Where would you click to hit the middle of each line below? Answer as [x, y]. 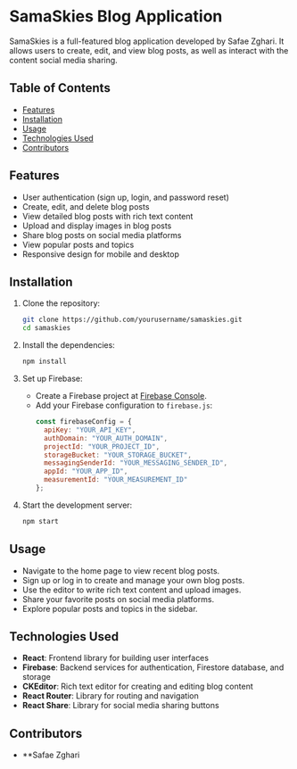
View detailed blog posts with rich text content [107, 216]
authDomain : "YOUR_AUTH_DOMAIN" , [105, 438]
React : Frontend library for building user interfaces [115, 658]
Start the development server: [77, 505]
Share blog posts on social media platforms [102, 235]
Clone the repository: [61, 303]
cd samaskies [46, 328]
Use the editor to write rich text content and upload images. [132, 590]
